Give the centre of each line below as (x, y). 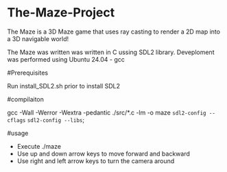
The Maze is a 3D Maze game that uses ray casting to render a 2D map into (114, 32)
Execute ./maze (39, 146)
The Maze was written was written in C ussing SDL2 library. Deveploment (111, 52)
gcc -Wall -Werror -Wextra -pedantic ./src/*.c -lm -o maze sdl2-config (107, 112)
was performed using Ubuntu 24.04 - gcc (66, 59)
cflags (16, 120)
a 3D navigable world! (38, 38)
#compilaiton (26, 99)
